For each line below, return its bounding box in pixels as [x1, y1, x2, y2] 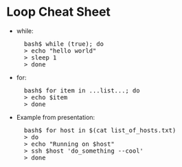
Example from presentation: [16, 113, 95, 121]
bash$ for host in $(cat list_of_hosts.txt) [23, 126, 177, 134]
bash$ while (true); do [23, 40, 104, 48]
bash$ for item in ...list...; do [23, 86, 140, 94]
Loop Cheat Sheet [6, 4, 111, 20]
